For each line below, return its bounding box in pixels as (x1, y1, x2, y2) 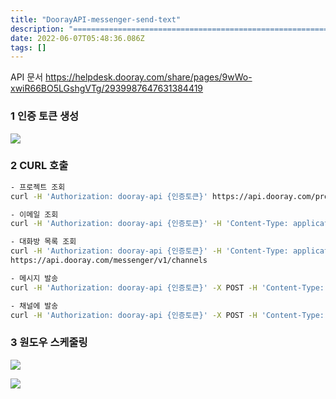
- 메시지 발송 (10, 273, 59, 283)
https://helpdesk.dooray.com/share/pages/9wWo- (45, 71, 253, 83)
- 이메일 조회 (10, 209, 59, 220)
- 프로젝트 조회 (10, 182, 66, 192)
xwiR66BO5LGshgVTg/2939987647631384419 (10, 82, 204, 95)
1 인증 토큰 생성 (10, 109, 79, 123)
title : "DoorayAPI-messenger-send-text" (10, 14, 182, 25)
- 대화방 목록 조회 (10, 237, 77, 247)
